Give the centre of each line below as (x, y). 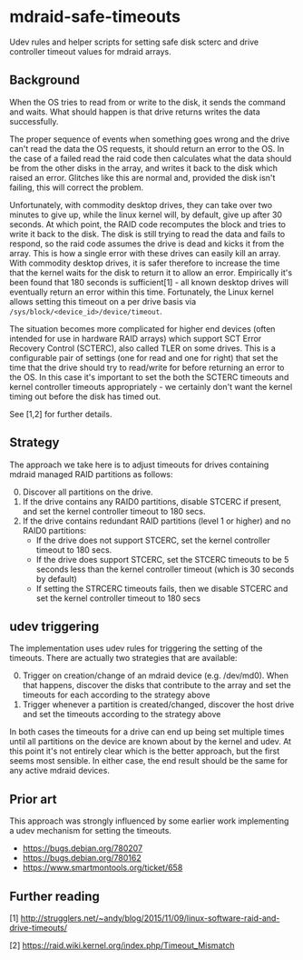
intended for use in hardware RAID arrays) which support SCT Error (136, 338)
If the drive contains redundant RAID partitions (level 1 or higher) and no (156, 521)
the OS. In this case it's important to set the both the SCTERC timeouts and (149, 377)
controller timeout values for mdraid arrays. (91, 51)
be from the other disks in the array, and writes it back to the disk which (144, 168)
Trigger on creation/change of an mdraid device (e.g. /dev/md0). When (155, 675)
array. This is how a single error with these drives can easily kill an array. (145, 253)
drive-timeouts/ (39, 928)
